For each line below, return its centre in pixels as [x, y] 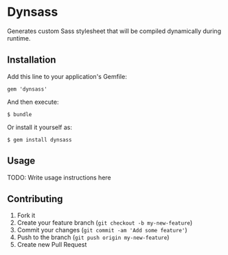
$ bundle [20, 114]
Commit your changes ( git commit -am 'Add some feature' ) [102, 230]
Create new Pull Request [52, 245]
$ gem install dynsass [39, 140]
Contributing [35, 199]
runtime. [19, 38]
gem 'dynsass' [27, 89]
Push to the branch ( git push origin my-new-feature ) [93, 237]
